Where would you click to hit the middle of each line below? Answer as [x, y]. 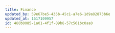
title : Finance [21, 9]
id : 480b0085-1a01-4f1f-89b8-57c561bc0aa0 [49, 23]
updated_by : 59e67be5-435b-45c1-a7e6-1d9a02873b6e [58, 14]
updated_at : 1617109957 [29, 18]
